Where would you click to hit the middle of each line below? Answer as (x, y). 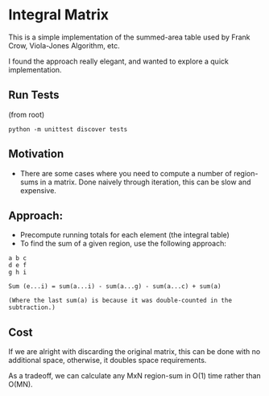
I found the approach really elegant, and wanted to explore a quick (119, 61)
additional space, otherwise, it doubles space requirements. (108, 361)
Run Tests (34, 95)
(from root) (27, 114)
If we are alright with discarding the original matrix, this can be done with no (134, 352)
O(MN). (21, 385)
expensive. (38, 190)
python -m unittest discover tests (68, 129)
